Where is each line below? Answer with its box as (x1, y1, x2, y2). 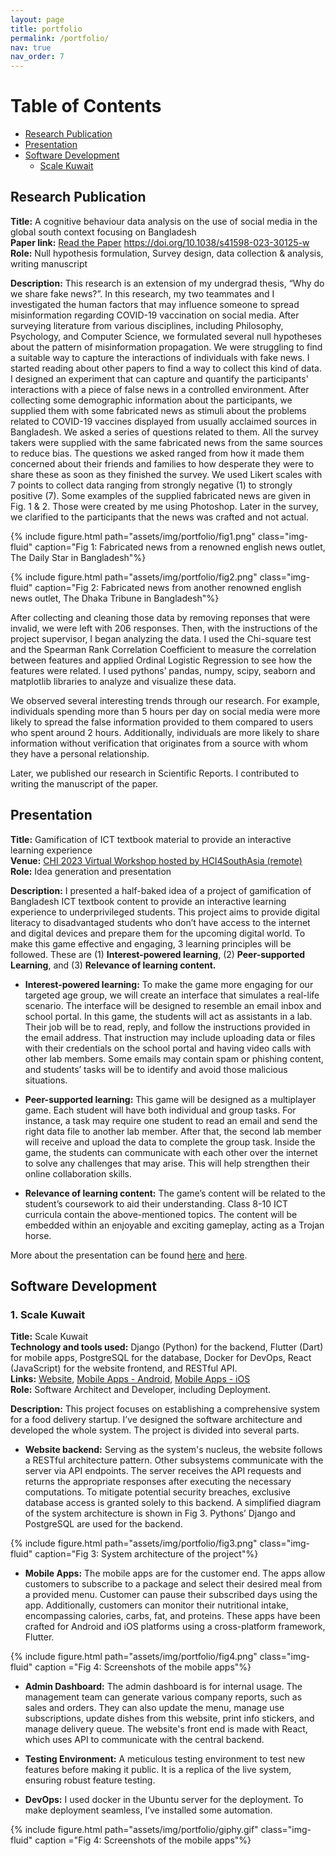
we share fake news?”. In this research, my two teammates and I (10, 287, 275, 300)
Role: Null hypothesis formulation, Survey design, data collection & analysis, (10, 247, 324, 259)
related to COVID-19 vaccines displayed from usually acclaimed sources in (10, 415, 318, 427)
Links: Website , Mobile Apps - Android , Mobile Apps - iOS (10, 1373, 251, 1385)
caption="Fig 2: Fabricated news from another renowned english (34, 581, 302, 593)
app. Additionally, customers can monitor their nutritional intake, (24, 1599, 289, 1611)
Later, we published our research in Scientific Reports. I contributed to (10, 767, 300, 779)
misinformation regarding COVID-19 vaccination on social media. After (10, 309, 300, 321)
